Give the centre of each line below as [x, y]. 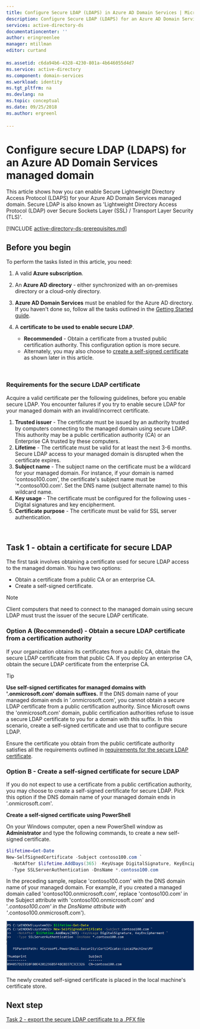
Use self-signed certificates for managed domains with [76, 687]
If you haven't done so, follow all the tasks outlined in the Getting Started [104, 309]
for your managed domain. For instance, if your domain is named [94, 473]
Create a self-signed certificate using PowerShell [68, 815]
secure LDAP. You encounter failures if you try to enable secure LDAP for [96, 404]
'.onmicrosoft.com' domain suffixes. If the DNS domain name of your [92, 694]
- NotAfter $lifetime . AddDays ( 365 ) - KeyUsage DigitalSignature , [91, 863]
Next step [25, 1005]
